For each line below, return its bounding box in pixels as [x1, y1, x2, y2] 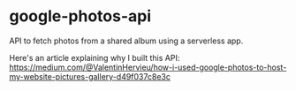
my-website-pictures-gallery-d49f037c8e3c [9, 71, 171, 81]
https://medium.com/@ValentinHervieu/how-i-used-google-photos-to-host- [9, 62, 287, 72]
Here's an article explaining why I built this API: [9, 52, 180, 63]
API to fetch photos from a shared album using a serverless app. [9, 35, 244, 46]
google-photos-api [9, 6, 152, 27]
